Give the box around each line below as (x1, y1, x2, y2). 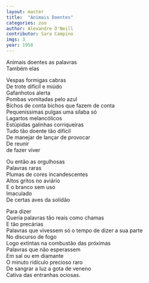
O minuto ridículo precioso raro (6, 258, 83, 266)
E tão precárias (6, 220, 44, 227)
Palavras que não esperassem (6, 246, 81, 253)
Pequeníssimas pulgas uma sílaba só (6, 108, 98, 115)
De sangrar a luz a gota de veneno (6, 264, 92, 272)
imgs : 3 (6, 36, 26, 42)
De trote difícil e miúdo (6, 83, 63, 90)
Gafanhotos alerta (6, 89, 51, 96)
